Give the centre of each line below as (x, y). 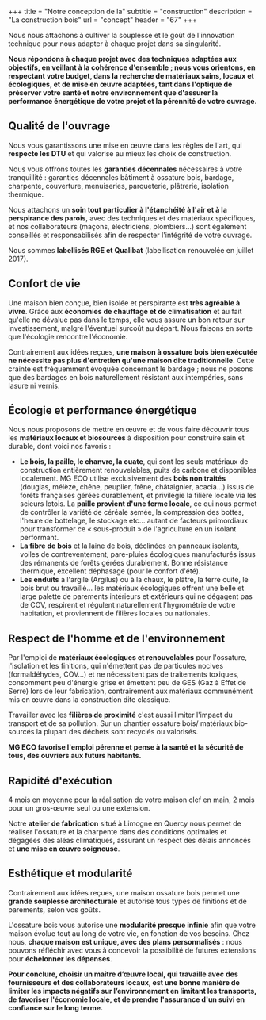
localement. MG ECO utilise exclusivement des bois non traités (123, 478)
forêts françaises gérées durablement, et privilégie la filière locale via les (138, 496)
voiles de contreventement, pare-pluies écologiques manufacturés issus (137, 554)
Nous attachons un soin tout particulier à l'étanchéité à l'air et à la (118, 209)
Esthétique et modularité (70, 874)
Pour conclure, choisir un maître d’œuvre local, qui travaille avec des (123, 974)
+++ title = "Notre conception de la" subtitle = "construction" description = (130, 12)
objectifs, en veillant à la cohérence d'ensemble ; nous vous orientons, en (132, 67)
